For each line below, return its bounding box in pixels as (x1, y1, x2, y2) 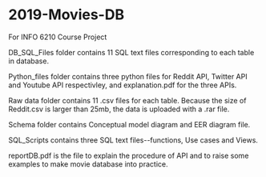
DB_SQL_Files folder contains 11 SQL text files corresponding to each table (8, 47, 255, 57)
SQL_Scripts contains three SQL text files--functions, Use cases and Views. (8, 135, 259, 145)
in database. (8, 56, 50, 66)
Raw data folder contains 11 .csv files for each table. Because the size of (8, 95, 247, 105)
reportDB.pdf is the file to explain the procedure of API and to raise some (8, 151, 249, 160)
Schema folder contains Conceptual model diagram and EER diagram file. (8, 119, 251, 129)
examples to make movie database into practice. (8, 159, 168, 169)
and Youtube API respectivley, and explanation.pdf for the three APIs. (8, 80, 237, 90)
